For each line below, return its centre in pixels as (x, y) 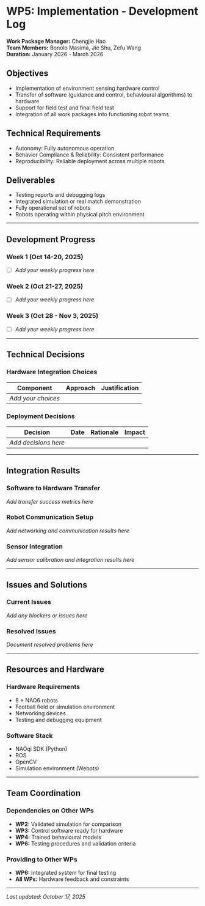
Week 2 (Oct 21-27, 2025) (45, 287)
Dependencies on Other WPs (50, 811)
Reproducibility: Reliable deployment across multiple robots (90, 161)
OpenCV (26, 762)
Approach (81, 388)
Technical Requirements (54, 134)
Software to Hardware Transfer (53, 488)
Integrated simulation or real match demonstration (78, 201)
